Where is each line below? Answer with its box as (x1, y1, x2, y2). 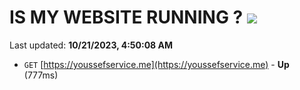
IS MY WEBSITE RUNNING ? (9, 6, 244, 29)
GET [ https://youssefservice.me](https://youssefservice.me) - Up (23, 58, 290, 70)
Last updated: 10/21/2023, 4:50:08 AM (9, 39, 174, 51)
